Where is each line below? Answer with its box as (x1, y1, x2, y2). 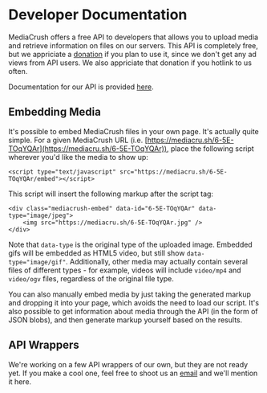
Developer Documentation (8, 6, 188, 24)
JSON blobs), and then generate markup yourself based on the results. (8, 315, 243, 325)
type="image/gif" (8, 258, 67, 266)
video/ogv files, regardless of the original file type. (8, 273, 175, 283)
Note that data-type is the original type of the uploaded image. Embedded (8, 239, 253, 249)
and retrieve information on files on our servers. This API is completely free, (8, 40, 259, 50)
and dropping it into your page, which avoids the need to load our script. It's (8, 297, 259, 307)
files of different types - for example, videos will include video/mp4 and (8, 265, 242, 275)
